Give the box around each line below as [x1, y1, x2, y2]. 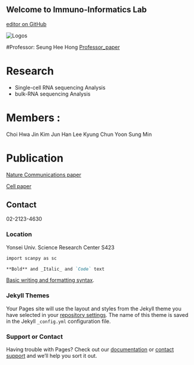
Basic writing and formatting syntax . [6, 277, 95, 284]
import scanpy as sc [6, 255, 58, 261]
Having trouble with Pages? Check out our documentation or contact [6, 346, 174, 353]
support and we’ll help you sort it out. [6, 353, 97, 360]
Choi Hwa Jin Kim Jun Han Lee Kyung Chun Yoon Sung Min [6, 131, 152, 138]
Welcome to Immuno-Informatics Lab [6, 5, 147, 15]
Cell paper [6, 182, 31, 189]
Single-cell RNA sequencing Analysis [14, 84, 106, 91]
